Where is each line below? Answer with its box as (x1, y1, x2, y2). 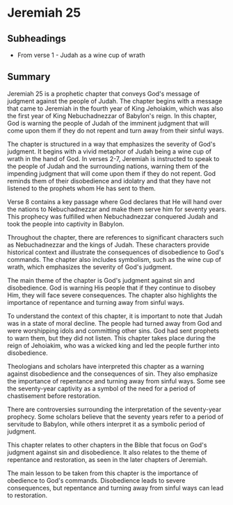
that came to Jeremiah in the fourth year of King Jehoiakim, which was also (7, 104, 224, 113)
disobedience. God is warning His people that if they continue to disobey (7, 283, 216, 292)
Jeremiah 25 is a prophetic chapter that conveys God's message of (7, 89, 200, 98)
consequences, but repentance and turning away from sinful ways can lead (7, 483, 224, 492)
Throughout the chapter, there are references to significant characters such (7, 233, 224, 241)
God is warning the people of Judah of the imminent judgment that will (7, 119, 209, 127)
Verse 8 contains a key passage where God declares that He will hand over (7, 197, 223, 206)
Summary (7, 71, 51, 83)
